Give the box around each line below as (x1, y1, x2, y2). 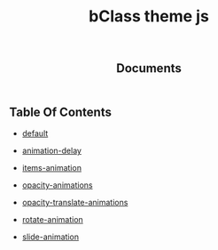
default (21, 128, 49, 139)
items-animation (21, 163, 82, 173)
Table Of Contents (9, 104, 113, 119)
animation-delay (21, 145, 82, 157)
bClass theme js (88, 6, 210, 27)
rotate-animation (21, 214, 84, 225)
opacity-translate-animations (21, 198, 128, 208)
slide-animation (21, 231, 80, 242)
